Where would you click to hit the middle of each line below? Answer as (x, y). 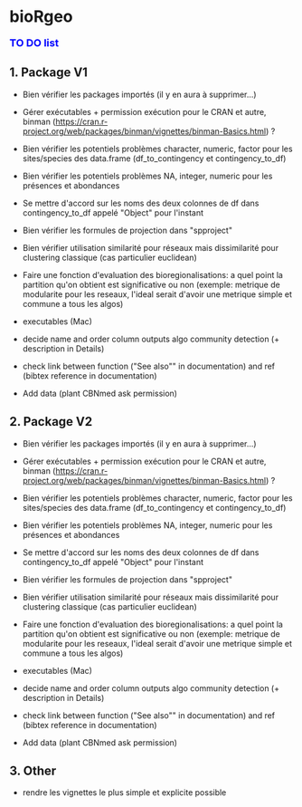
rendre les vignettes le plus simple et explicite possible (124, 793)
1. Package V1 (49, 73)
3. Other (33, 770)
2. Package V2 (51, 422)
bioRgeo (41, 17)
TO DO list (34, 43)
